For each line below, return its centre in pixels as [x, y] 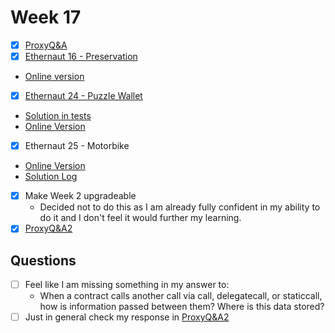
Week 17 [46, 17]
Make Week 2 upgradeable [80, 196]
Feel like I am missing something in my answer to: [127, 285]
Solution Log [51, 177]
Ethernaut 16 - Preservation [81, 56]
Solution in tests [58, 116]
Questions [43, 260]
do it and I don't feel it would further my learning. [140, 218]
